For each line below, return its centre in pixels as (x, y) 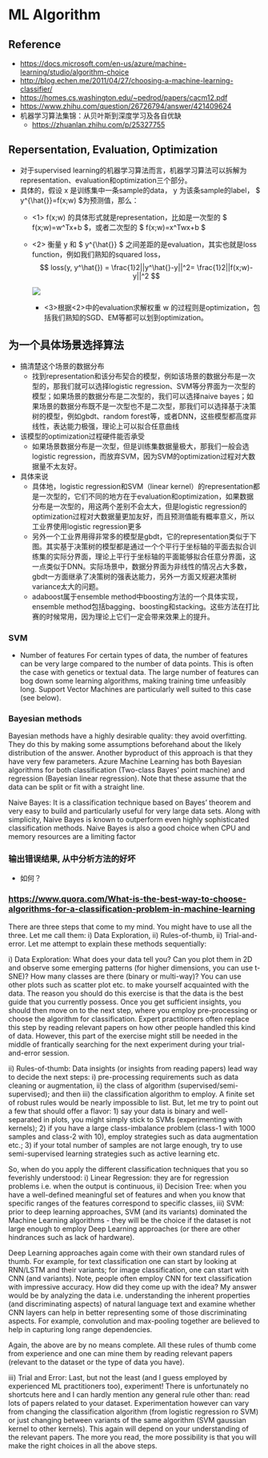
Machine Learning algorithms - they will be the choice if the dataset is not (130, 1220)
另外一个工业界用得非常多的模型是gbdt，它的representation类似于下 (144, 536)
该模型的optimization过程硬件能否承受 (82, 436)
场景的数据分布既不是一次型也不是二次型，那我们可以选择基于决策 (148, 406)
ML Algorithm (55, 15)
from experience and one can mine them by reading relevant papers (121, 1353)
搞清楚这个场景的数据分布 (62, 366)
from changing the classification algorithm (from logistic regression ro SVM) (134, 1412)
